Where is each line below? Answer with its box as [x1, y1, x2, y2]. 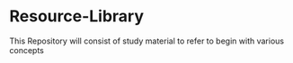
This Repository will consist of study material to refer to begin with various [9, 35, 285, 46]
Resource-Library [9, 6, 145, 27]
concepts [9, 44, 45, 55]
